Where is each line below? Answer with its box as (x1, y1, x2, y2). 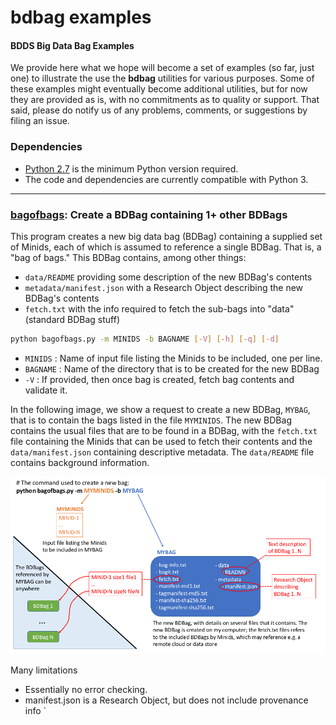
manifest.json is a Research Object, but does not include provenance (24, 694, 309, 706)
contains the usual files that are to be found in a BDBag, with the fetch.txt (10, 424, 318, 436)
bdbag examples (10, 6, 152, 29)
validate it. (24, 384, 68, 396)
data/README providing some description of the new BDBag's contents (24, 271, 313, 283)
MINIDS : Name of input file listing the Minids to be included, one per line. (24, 352, 323, 364)
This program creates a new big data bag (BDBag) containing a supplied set (10, 230, 323, 242)
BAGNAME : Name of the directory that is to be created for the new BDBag (24, 362, 320, 375)
